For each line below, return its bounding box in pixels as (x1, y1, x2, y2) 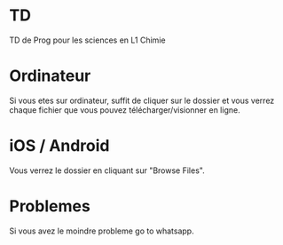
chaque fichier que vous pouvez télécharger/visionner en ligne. (9, 104, 241, 115)
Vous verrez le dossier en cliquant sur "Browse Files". (9, 165, 206, 176)
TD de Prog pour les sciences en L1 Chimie (9, 35, 166, 45)
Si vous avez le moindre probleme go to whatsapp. (9, 225, 194, 236)
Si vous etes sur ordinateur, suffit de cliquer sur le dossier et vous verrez (9, 95, 275, 106)
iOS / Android (9, 136, 110, 156)
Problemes (9, 196, 90, 216)
